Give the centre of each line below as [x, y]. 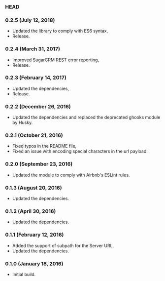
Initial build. [24, 274]
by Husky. [22, 122]
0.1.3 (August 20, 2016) [34, 188]
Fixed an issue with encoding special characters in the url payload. [80, 151]
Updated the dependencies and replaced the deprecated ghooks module [86, 118]
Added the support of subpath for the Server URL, [63, 245]
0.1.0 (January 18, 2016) [34, 264]
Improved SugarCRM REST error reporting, [56, 60]
